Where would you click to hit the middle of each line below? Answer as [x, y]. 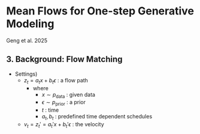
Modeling [30, 24]
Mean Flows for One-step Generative [100, 11]
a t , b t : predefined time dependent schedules [97, 117]
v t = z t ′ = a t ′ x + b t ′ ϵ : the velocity [64, 125]
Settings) [26, 74]
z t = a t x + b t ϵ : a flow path [56, 81]
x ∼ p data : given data [69, 95]
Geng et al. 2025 [27, 40]
